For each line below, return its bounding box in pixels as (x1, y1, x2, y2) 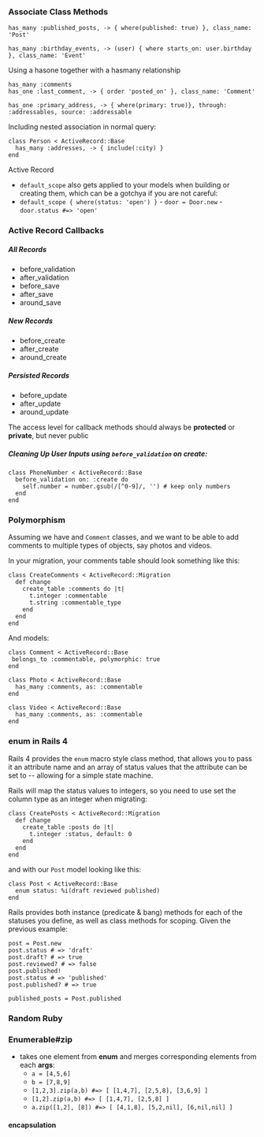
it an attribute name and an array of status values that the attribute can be (8, 762, 248, 771)
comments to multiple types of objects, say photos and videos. (8, 541, 213, 550)
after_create (19, 344, 59, 354)
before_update (19, 391, 68, 400)
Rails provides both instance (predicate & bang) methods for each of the (8, 907, 243, 916)
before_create (19, 336, 65, 345)
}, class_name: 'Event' (8, 52, 87, 60)
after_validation (19, 273, 69, 282)
